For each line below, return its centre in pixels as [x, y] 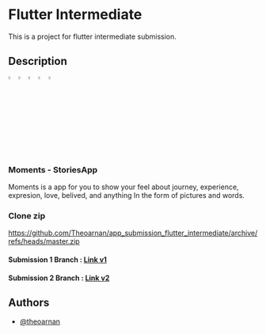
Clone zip [27, 215]
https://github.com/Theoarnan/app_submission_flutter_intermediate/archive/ [133, 233]
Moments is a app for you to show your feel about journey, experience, [123, 187]
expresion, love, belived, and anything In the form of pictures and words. [127, 195]
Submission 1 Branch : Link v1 [57, 260]
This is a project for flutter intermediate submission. [92, 36]
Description [38, 61]
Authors [29, 302]
